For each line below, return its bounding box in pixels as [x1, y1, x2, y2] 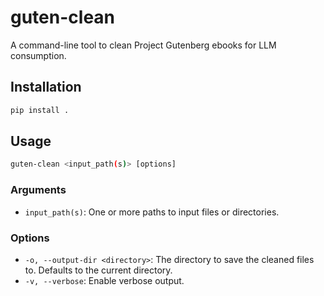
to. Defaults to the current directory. [24, 264, 173, 276]
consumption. [10, 49, 67, 61]
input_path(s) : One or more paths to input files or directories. [24, 206, 280, 218]
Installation [10, 79, 82, 96]
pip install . [10, 105, 70, 115]
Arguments [10, 183, 67, 197]
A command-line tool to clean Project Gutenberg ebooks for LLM [10, 39, 277, 51]
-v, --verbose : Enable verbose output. [24, 274, 185, 286]
